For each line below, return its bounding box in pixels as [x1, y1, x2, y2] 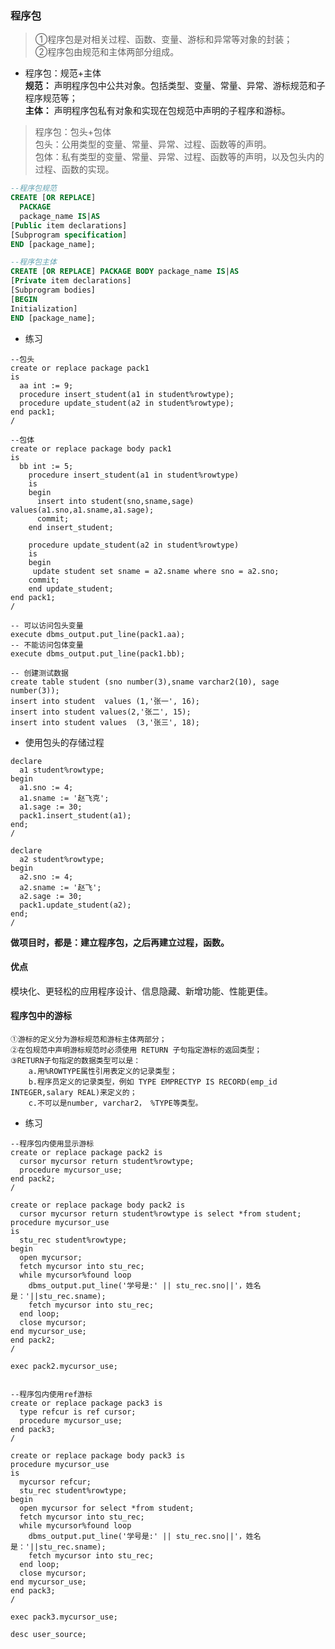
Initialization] [10, 303, 78, 314]
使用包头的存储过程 [24, 736, 105, 748]
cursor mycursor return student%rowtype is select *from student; [19, 1208, 302, 1219]
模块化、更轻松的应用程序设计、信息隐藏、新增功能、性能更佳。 [10, 985, 273, 997]
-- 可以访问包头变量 [10, 620, 84, 631]
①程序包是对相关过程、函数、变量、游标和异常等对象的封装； [34, 33, 293, 46]
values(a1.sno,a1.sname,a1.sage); [10, 505, 155, 515]
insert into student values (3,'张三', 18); [10, 717, 200, 727]
